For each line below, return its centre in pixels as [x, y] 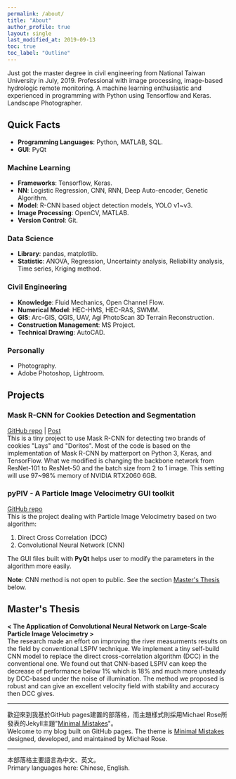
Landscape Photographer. [45, 103]
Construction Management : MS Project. [76, 325]
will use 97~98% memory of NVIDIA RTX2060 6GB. [82, 475]
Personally [26, 350]
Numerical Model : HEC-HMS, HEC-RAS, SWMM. [88, 309]
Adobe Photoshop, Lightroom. [61, 373]
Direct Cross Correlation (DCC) [62, 537]
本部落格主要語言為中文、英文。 [53, 759]
